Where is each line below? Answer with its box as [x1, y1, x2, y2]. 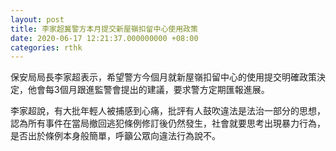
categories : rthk [10, 42, 83, 53]
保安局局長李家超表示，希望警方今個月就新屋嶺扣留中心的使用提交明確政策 [10, 71, 317, 83]
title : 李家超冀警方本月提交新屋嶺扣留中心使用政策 [10, 24, 198, 34]
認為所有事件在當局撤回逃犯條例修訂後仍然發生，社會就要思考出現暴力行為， [10, 117, 326, 130]
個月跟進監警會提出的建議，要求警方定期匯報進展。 [59, 84, 270, 96]
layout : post [10, 14, 65, 25]
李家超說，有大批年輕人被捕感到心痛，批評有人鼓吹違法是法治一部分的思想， [10, 105, 326, 117]
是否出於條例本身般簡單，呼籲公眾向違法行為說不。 [10, 130, 221, 142]
